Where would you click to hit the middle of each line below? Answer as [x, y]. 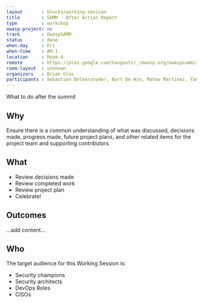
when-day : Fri [31, 46]
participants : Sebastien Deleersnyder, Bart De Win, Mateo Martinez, [97, 79]
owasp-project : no [29, 29]
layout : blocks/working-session [56, 12]
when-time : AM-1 [32, 52]
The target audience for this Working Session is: [66, 264]
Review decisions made [44, 177]
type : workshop [37, 23]
